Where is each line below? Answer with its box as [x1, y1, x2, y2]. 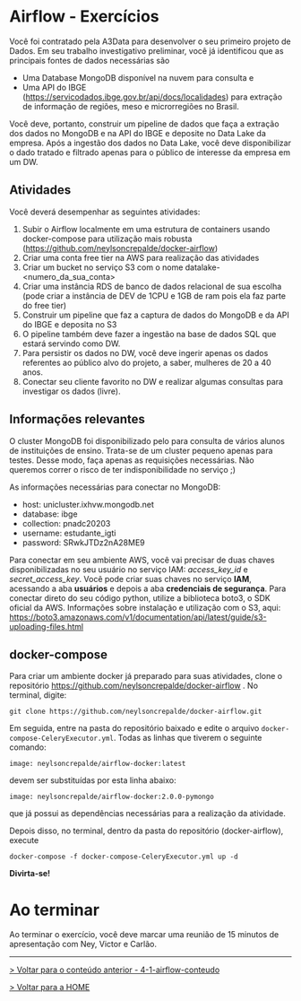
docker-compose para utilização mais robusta [21, 233, 193, 244]
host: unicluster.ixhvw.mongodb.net [21, 499, 154, 509]
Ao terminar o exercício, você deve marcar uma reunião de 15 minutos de [9, 929, 279, 940]
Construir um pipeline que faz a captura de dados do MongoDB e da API [21, 309, 289, 320]
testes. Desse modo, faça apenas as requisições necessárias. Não [9, 455, 254, 466]
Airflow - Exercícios [9, 6, 159, 27]
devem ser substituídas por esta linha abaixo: [9, 775, 176, 786]
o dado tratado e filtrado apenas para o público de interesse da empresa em [9, 146, 291, 158]
